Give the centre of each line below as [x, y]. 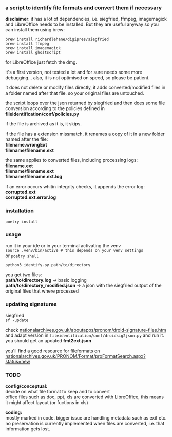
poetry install [22, 222]
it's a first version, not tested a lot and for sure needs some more [74, 72]
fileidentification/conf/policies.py [42, 114]
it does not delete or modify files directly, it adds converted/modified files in [85, 88]
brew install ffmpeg [27, 44]
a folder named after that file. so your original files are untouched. [75, 93]
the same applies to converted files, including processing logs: [71, 160]
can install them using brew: [35, 30]
